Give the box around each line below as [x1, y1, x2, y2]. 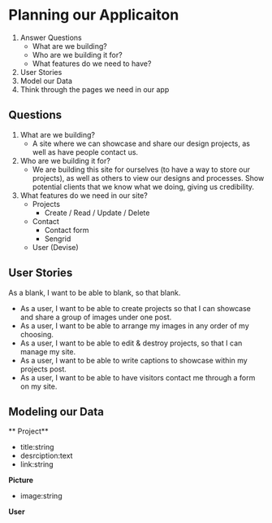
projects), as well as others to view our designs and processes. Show [32, 173, 265, 182]
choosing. [19, 329, 54, 339]
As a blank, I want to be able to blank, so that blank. [8, 288, 181, 297]
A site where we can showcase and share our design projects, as [32, 138, 250, 148]
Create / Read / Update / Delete [44, 208, 150, 218]
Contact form [44, 225, 89, 235]
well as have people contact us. [32, 147, 139, 156]
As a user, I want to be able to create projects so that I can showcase [19, 303, 252, 313]
